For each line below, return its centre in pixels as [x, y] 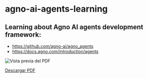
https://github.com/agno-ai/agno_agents [53, 46]
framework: [23, 34]
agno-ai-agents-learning [57, 9]
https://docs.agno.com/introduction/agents [55, 51]
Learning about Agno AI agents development [74, 27]
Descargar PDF [20, 70]
